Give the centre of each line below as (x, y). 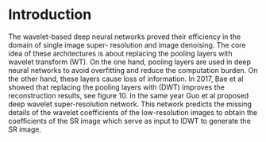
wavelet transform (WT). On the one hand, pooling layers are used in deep (130, 62)
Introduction (50, 15)
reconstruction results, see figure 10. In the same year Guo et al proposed (129, 95)
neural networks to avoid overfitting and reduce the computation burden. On (133, 70)
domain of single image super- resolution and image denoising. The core (127, 44)
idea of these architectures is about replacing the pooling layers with (120, 53)
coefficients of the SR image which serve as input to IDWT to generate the (130, 121)
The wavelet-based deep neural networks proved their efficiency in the (125, 36)
